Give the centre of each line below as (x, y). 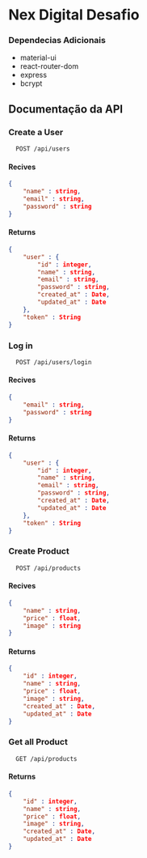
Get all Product (38, 742)
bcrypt (31, 83)
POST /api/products (48, 568)
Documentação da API (66, 109)
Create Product (39, 551)
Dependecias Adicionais (57, 40)
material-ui (38, 57)
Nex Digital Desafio (74, 15)
